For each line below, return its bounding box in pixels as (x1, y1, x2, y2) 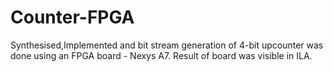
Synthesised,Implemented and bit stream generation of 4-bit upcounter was (10, 39, 324, 51)
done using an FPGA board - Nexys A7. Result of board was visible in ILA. (10, 49, 313, 61)
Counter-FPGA (10, 6, 135, 29)
